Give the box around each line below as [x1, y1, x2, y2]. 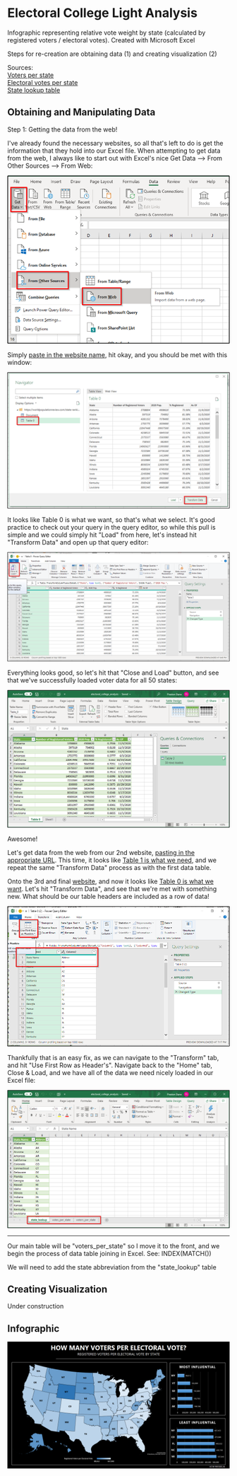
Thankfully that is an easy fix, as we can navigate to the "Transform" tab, [7, 1053, 219, 1062]
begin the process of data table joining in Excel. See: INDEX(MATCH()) [7, 1249, 212, 1257]
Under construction [7, 1302, 64, 1311]
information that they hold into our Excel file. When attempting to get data [7, 146, 221, 155]
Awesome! [7, 835, 38, 843]
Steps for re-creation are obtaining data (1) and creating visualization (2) [7, 50, 217, 58]
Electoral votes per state [7, 78, 78, 86]
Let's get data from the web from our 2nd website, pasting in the [7, 849, 195, 857]
